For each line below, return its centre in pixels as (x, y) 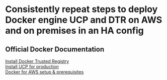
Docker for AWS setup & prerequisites (45, 72)
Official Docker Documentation (55, 49)
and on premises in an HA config (75, 31)
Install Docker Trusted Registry (37, 61)
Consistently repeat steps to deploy (81, 9)
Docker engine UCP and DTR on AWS (84, 20)
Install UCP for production (32, 67)
